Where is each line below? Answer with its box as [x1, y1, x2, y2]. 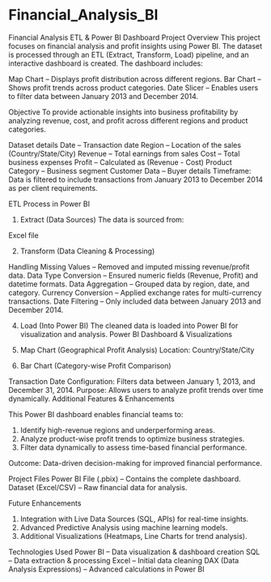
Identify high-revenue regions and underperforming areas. [19, 425, 216, 435]
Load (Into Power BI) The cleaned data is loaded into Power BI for [19, 321, 239, 330]
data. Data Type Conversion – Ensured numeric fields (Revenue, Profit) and [8, 270, 259, 280]
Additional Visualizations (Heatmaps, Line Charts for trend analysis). [19, 531, 248, 541]
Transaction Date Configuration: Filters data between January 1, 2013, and [8, 376, 256, 386]
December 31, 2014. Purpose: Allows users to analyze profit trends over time [8, 385, 264, 394]
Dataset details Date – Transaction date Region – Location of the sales [8, 140, 241, 149]
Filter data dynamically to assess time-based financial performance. [19, 442, 248, 452]
